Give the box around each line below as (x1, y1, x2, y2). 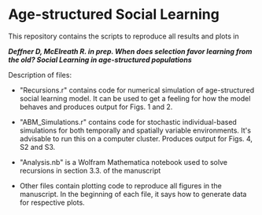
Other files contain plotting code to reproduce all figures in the (19, 180, 222, 190)
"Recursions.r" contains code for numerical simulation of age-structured (19, 85, 254, 95)
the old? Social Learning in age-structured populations (8, 55, 193, 64)
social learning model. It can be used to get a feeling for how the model (19, 93, 251, 103)
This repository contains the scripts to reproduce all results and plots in (8, 31, 239, 41)
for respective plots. (19, 198, 85, 207)
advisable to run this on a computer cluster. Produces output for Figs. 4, (19, 133, 253, 143)
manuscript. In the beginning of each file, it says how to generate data (19, 189, 247, 199)
